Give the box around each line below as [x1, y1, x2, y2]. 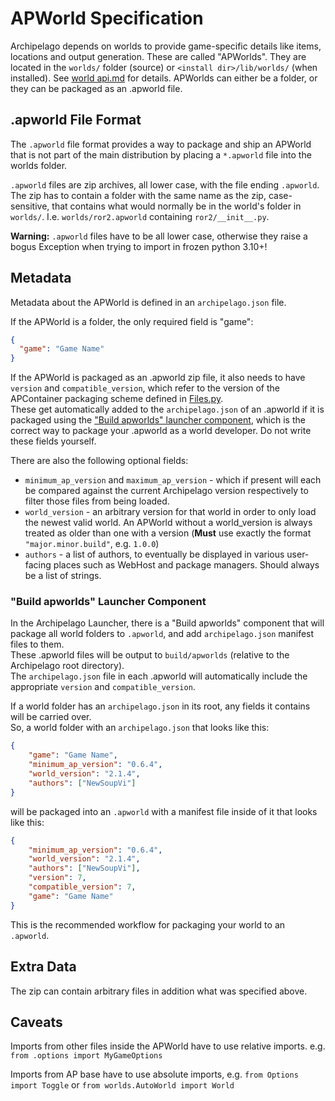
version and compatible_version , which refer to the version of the [10, 382, 280, 394]
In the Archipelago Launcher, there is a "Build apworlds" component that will [10, 617, 325, 629]
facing [24, 559, 52, 571]
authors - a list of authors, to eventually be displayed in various [24, 548, 285, 561]
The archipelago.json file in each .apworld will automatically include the [10, 670, 308, 682]
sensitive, [10, 200, 50, 212]
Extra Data [10, 958, 77, 976]
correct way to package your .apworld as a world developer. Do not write [10, 425, 312, 437]
